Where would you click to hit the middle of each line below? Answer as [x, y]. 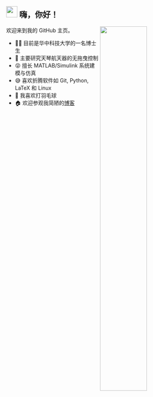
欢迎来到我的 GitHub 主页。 [40, 30]
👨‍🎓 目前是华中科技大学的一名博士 [56, 43]
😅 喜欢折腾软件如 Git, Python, [52, 80]
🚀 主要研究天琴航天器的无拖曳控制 [56, 58]
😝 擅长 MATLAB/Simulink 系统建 [55, 65]
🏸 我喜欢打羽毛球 [35, 95]
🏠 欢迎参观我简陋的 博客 [45, 103]
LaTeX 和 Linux [33, 88]
